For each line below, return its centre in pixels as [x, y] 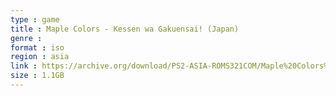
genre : [26, 38]
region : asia [40, 57]
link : [24, 66]
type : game [35, 19]
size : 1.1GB [37, 76]
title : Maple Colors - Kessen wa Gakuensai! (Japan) [125, 29]
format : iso [37, 47]
